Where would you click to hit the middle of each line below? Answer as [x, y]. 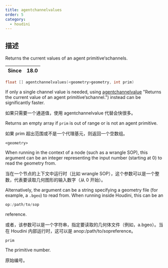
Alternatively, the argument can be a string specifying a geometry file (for [81, 190]
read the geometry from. [31, 163]
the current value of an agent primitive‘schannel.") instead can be [73, 97]
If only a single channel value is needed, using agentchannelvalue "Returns [83, 92]
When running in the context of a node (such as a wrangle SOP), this [76, 152]
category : [16, 19]
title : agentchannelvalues [34, 10]
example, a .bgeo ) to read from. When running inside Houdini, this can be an [84, 195]
